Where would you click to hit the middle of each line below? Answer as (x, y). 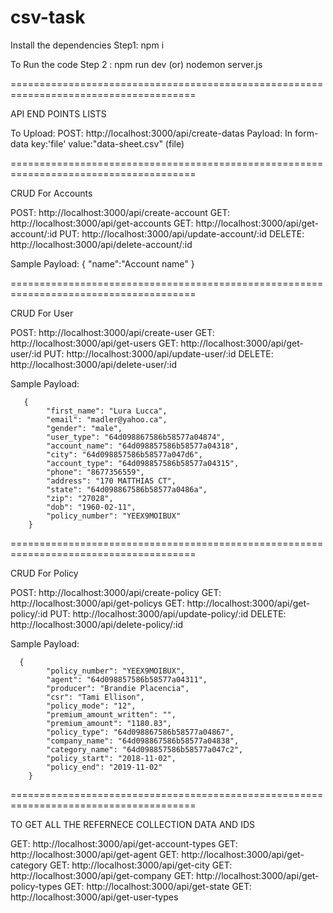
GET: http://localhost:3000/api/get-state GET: (158, 886)
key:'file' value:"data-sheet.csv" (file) (107, 143)
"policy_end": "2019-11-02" (104, 767)
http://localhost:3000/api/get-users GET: (94, 343)
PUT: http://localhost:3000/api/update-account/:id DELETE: (182, 233)
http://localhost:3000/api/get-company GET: (102, 875)
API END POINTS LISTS (58, 113)
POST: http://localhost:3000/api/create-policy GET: (116, 592)
